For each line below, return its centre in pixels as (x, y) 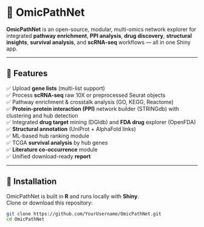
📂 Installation (32, 182)
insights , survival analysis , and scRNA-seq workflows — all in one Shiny (99, 42)
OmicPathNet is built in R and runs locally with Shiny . (73, 196)
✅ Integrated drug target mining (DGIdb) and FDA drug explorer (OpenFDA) (101, 122)
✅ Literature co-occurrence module (52, 149)
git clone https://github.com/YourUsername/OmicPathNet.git (84, 214)
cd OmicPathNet (25, 219)
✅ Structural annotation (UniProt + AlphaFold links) (71, 129)
